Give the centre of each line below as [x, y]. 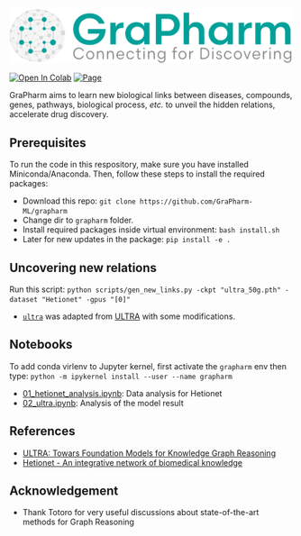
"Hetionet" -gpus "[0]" [86, 300]
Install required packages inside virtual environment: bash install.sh [151, 230]
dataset [24, 300]
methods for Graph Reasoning [78, 522]
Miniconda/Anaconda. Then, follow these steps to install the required [137, 174]
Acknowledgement [64, 491]
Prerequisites [48, 143]
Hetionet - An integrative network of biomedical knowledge [132, 462]
